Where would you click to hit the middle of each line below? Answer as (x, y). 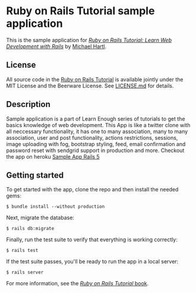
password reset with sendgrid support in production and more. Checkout (95, 150)
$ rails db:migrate (30, 229)
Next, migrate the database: (40, 218)
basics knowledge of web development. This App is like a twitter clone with (98, 125)
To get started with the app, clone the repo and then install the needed (92, 190)
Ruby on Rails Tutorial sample (80, 11)
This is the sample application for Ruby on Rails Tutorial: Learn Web (89, 40)
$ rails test (22, 251)
